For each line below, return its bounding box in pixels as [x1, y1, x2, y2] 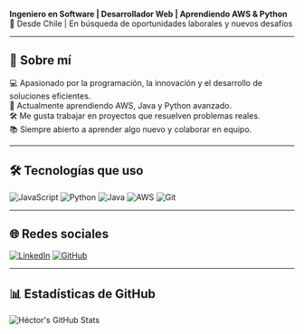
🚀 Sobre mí [9, 52, 71, 68]
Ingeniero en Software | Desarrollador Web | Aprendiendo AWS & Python [9, 9, 288, 19]
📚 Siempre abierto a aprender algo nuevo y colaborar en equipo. [9, 123, 252, 135]
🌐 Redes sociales [9, 226, 109, 242]
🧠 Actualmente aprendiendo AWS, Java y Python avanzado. [9, 100, 233, 110]
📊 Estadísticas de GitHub [9, 286, 157, 301]
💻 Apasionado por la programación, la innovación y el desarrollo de [9, 77, 262, 88]
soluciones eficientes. [9, 91, 91, 101]
